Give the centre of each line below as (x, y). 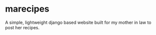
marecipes (27, 9)
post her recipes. (22, 27)
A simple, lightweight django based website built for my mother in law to (78, 22)
